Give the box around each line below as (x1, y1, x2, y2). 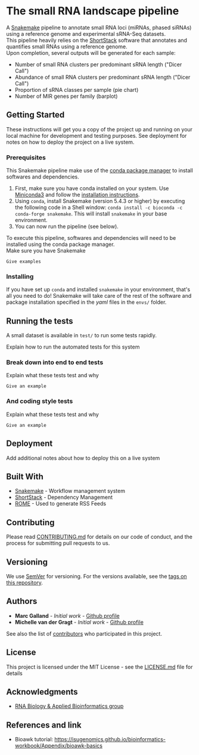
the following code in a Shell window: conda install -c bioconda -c (14, 204, 183, 211)
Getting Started (6, 110, 65, 120)
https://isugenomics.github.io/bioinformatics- (54, 736, 166, 743)
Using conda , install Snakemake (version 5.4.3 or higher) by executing (14, 198, 185, 205)
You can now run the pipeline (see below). (14, 223, 119, 230)
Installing (6, 272, 34, 281)
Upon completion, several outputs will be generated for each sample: (6, 49, 176, 56)
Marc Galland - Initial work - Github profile (14, 612, 120, 619)
